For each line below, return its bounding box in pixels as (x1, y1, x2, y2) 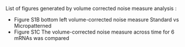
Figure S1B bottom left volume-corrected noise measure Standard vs (13, 16, 179, 23)
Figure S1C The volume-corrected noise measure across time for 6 (13, 28, 174, 35)
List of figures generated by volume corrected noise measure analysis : (5, 5, 177, 12)
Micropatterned (13, 23, 52, 29)
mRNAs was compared (13, 35, 69, 41)
